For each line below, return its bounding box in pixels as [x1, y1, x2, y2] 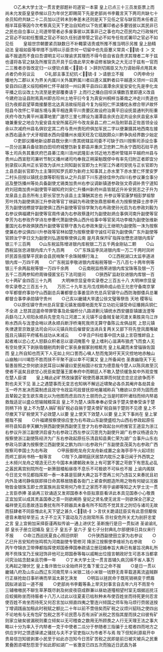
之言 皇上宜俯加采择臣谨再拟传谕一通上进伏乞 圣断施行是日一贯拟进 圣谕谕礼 [5, 520, 158, 526]
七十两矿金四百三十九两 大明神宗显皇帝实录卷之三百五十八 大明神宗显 [5, 277, 152, 283]
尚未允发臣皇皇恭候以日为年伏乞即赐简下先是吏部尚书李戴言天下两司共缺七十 [5, 10, 158, 16]
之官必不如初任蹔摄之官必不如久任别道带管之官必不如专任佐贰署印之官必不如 [5, 34, 158, 40]
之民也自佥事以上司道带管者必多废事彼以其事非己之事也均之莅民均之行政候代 [5, 29, 158, 34]
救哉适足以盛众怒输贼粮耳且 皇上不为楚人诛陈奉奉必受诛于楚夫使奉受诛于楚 [5, 399, 155, 405]
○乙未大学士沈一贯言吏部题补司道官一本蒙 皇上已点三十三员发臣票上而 [13, 4, 155, 10]
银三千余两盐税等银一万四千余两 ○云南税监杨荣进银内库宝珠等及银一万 [5, 265, 155, 271]
